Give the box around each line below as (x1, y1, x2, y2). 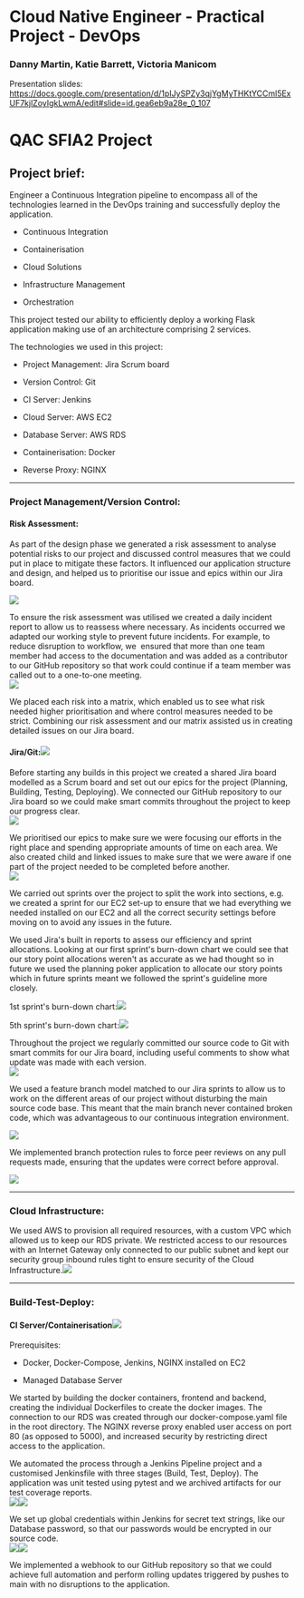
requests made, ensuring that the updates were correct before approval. (9, 1156, 279, 1167)
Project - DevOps (9, 25, 141, 46)
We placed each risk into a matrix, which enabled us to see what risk (9, 696, 265, 706)
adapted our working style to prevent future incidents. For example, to (9, 630, 271, 641)
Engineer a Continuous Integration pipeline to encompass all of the (9, 190, 258, 200)
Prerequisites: (9, 1340, 62, 1350)
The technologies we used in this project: (9, 342, 164, 353)
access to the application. (9, 1440, 106, 1452)
